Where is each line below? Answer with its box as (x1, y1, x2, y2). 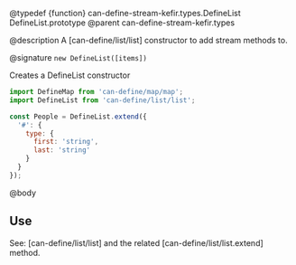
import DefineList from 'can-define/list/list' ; (9, 95, 196, 105)
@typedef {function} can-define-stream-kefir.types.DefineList (9, 8, 241, 18)
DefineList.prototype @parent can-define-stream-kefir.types (9, 17, 236, 28)
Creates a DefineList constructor (9, 70, 131, 80)
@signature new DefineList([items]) (9, 52, 147, 62)
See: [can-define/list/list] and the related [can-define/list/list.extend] (9, 237, 264, 248)
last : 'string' (32, 146, 91, 155)
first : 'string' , (32, 137, 99, 147)
